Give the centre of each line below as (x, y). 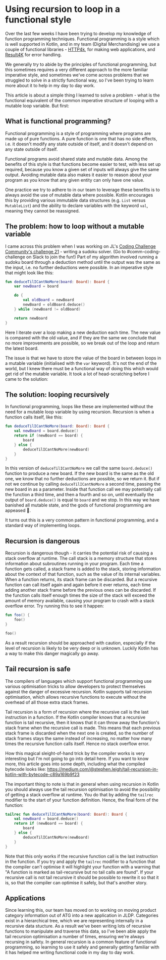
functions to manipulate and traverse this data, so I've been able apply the (81, 931)
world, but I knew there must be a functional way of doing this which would (82, 368)
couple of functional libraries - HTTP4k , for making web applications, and (80, 49)
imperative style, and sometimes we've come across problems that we (77, 75)
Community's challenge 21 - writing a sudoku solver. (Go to (66, 251)
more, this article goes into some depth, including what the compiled (75, 764)
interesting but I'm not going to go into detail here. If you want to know (77, 758)
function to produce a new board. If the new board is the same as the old (80, 473)
